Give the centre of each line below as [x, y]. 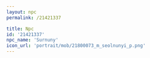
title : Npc [20, 29]
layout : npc [21, 12]
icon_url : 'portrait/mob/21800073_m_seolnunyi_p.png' [76, 46]
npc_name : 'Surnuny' [33, 40]
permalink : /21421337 [34, 18]
